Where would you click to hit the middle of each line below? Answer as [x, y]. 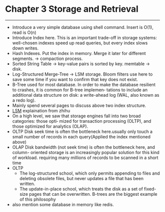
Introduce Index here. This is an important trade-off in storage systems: [84, 37]
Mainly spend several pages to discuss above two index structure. [79, 105]
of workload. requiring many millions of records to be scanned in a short [85, 158]
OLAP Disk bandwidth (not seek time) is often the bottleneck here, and [83, 147]
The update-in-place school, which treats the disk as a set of [81, 189]
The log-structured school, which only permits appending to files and [90, 173]
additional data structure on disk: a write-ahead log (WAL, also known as [86, 95]
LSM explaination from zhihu [41, 110]
